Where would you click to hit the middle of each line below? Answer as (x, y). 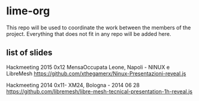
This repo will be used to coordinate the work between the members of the (99, 27)
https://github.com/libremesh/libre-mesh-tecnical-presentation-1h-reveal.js (99, 91)
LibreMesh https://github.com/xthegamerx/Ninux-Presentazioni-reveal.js (96, 74)
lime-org (28, 11)
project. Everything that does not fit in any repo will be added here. (89, 33)
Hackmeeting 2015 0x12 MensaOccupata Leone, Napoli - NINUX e (88, 67)
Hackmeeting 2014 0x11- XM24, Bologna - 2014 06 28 (73, 85)
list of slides (29, 53)
